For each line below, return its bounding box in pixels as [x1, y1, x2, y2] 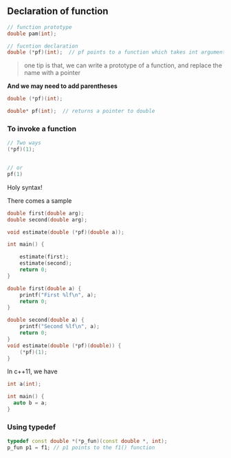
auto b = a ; [13, 400, 48, 406]
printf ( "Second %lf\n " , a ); [19, 323, 100, 330]
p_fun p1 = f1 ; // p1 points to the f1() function [7, 444, 155, 451]
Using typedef [7, 422, 56, 432]
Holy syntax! [7, 183, 43, 191]
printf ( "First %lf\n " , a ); [19, 292, 97, 298]
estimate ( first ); [19, 254, 69, 261]
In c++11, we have [7, 367, 58, 375]
